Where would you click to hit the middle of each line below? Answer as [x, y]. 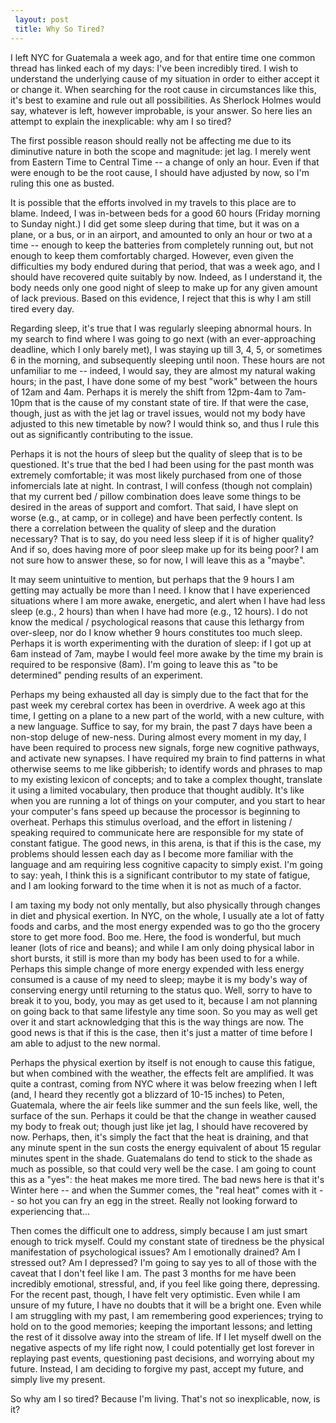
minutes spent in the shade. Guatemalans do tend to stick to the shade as [161, 1158]
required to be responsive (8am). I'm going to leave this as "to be [144, 664]
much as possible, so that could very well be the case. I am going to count [163, 1168]
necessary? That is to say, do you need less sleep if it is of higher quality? [162, 538]
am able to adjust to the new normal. [85, 1043]
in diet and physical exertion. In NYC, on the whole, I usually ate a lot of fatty [167, 915]
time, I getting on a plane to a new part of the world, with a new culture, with [167, 715]
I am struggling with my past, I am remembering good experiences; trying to [167, 1315]
